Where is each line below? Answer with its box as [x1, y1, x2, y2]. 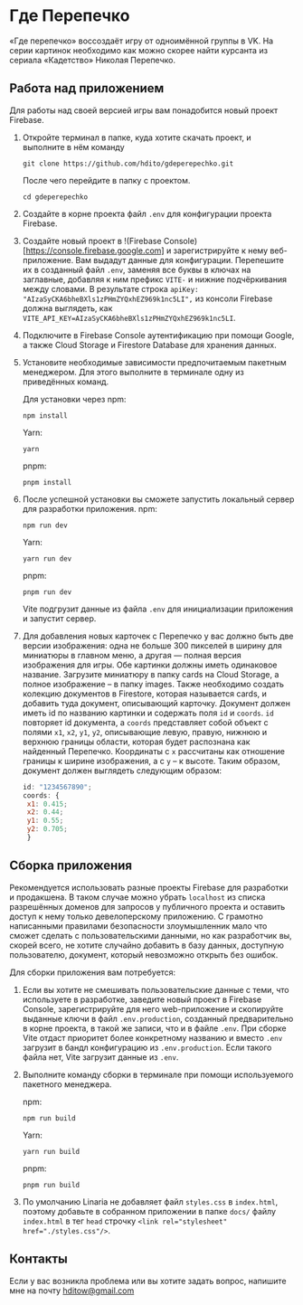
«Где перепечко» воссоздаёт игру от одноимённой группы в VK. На [9, 35, 274, 46]
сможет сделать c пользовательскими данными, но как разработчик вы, [9, 930, 292, 941]
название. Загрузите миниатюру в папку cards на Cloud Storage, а [22, 668, 279, 679]
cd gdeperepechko [22, 192, 89, 202]
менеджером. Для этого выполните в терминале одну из [22, 366, 244, 377]
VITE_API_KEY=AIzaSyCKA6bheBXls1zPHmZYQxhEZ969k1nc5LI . [22, 312, 237, 323]
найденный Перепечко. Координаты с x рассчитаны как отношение [22, 745, 285, 756]
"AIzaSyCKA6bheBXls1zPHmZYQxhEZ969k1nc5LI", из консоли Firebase [22, 293, 273, 304]
